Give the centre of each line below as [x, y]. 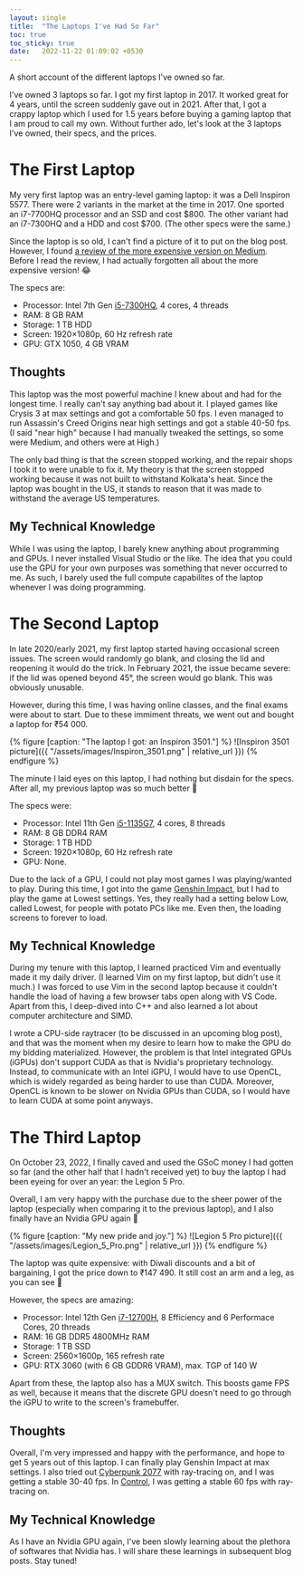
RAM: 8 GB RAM [53, 315]
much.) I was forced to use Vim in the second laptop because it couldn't [143, 987]
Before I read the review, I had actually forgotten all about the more [134, 261]
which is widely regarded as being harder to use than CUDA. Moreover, [142, 1081]
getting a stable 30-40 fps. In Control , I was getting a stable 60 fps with [143, 1482]
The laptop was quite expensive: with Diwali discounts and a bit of [133, 1263]
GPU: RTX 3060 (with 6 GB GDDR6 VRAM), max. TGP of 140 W [140, 1366]
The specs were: [41, 805]
